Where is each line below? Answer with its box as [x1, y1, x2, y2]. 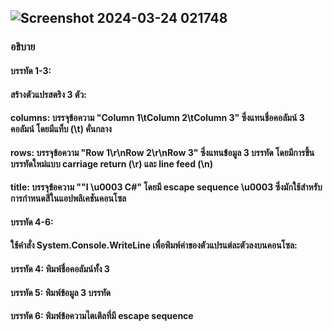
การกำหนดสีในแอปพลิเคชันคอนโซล [10, 192, 127, 205]
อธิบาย [10, 40, 36, 54]
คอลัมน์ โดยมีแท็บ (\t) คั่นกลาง [10, 123, 112, 135]
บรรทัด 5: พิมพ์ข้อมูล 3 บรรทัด [10, 286, 112, 298]
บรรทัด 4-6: [10, 216, 54, 228]
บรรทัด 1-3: [10, 64, 52, 76]
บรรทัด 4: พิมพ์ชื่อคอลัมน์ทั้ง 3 [10, 263, 110, 275]
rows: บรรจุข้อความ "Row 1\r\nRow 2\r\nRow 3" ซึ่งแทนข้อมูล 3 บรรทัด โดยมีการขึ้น [10, 146, 315, 158]
